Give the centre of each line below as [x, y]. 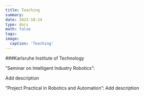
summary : [15, 15]
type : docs [17, 24]
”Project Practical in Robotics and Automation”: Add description [72, 88]
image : [12, 39]
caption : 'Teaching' [32, 44]
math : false [18, 29]
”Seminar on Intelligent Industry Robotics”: [50, 68]
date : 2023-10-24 [24, 20]
